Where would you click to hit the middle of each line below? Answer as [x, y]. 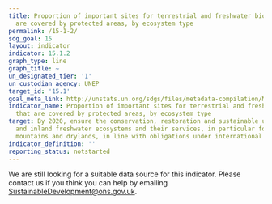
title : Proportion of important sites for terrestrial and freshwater [130, 16]
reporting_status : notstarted [59, 151]
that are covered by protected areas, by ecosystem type [114, 114]
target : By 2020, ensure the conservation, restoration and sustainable [134, 121]
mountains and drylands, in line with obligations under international [139, 136]
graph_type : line [38, 62]
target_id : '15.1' [39, 91]
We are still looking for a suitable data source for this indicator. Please [125, 174]
